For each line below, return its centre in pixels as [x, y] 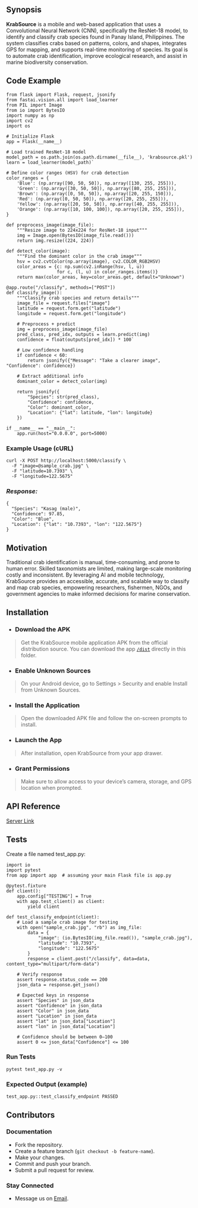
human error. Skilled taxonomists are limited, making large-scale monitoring [99, 569]
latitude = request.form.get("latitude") [69, 308]
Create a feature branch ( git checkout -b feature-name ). [85, 1151]
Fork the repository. [39, 1145]
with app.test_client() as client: [61, 901]
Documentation [29, 1132]
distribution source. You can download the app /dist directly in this [103, 649]
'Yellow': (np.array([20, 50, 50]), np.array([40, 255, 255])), [98, 204]
